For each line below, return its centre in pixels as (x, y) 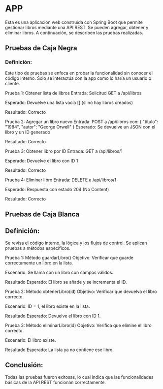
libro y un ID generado (28, 132)
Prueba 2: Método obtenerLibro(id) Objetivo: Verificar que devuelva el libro (81, 292)
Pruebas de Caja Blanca (42, 214)
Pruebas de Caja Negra (41, 48)
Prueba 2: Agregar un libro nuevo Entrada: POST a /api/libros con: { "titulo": (82, 122)
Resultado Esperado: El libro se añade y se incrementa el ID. (66, 282)
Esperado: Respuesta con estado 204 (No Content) (57, 189)
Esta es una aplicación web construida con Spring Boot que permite (74, 22)
